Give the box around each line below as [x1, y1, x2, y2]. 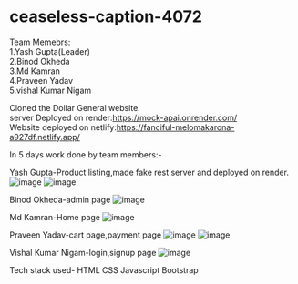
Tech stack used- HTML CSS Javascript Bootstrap [9, 264, 199, 275]
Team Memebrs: [9, 36, 71, 47]
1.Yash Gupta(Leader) [9, 46, 91, 56]
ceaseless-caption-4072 [9, 6, 203, 27]
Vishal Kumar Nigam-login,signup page [9, 247, 157, 258]
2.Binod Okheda [9, 56, 70, 66]
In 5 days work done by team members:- [9, 148, 162, 160]
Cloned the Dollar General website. [9, 102, 141, 113]
